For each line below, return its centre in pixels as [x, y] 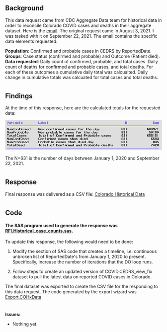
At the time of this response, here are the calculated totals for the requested [83, 108]
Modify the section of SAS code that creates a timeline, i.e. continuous [84, 251]
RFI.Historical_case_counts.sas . [39, 231]
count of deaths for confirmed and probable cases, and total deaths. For [79, 67]
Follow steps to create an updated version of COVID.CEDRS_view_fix [82, 272]
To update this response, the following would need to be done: [69, 242]
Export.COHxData [23, 297]
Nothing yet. [25, 324]
